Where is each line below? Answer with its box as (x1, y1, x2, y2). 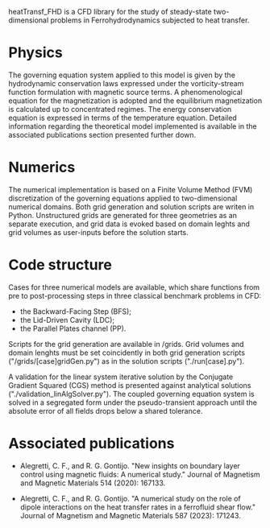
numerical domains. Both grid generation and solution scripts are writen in (8, 201, 255, 212)
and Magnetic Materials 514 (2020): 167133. (19, 478, 166, 488)
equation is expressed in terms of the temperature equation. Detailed (8, 113, 238, 122)
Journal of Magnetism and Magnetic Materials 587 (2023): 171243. (19, 510, 242, 520)
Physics (8, 43, 63, 62)
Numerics (8, 159, 76, 176)
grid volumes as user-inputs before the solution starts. (8, 227, 189, 237)
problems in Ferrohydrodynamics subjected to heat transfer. (50, 15, 250, 25)
